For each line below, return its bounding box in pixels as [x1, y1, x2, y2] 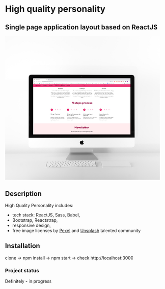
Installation [5, 242, 40, 250]
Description [5, 189, 42, 198]
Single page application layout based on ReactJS [5, 23, 158, 31]
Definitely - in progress [5, 278, 52, 284]
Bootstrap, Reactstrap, [12, 217, 58, 223]
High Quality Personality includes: [5, 203, 74, 209]
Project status [5, 267, 39, 274]
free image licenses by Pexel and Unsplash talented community [12, 228, 141, 234]
